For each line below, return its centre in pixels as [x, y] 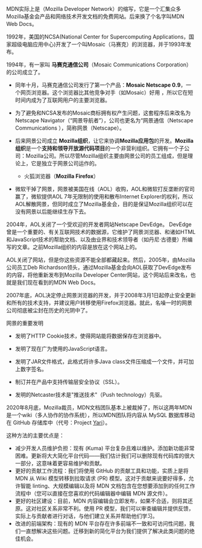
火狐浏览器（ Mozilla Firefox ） [62, 176]
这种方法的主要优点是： [35, 435]
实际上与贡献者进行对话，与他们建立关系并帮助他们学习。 [86, 516]
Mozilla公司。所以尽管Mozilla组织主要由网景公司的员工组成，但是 [107, 156]
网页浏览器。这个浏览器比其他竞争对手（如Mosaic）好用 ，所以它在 [104, 93]
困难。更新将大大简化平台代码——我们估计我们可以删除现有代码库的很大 [105, 456]
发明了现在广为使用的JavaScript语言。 [63, 349]
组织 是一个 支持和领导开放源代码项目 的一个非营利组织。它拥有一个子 [99, 148]
